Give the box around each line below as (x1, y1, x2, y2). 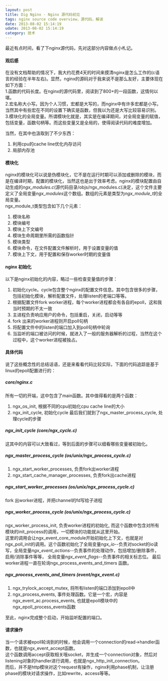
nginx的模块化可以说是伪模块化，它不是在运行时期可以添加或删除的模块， (5, 172, 157, 178)
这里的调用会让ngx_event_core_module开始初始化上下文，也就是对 (5, 535, 143, 541)
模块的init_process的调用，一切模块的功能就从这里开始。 (5, 529, 123, 535)
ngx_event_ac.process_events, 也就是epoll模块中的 (12, 597, 118, 603)
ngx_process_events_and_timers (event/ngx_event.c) (5, 572, 120, 578)
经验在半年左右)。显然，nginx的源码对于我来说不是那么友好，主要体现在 (14, 76, 163, 82)
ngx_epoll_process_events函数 (12, 604, 76, 610)
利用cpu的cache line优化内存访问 (12, 141, 82, 147)
